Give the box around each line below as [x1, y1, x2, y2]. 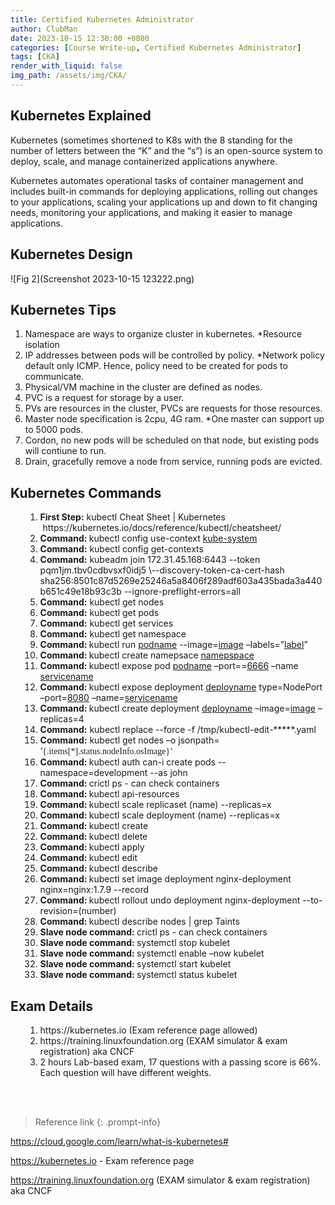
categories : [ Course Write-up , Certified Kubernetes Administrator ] [10, 42, 302, 53]
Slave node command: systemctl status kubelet [39, 969, 238, 981]
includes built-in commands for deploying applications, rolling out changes [10, 185, 318, 197]
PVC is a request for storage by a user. [24, 392, 185, 404]
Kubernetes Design [10, 246, 133, 263]
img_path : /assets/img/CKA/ [10, 71, 128, 81]
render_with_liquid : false [10, 61, 123, 71]
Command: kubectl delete [39, 831, 148, 843]
